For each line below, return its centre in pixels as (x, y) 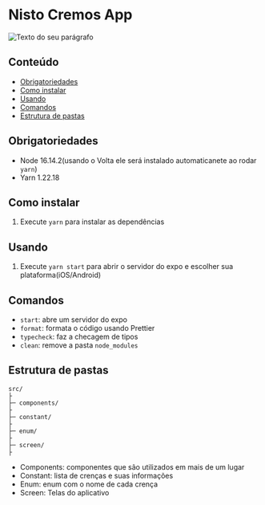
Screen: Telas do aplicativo (64, 492)
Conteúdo (34, 62)
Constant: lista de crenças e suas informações (96, 475)
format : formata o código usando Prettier (87, 328)
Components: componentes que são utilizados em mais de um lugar (132, 466)
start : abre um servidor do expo (74, 320)
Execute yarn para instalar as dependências (92, 222)
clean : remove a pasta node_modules (79, 345)
